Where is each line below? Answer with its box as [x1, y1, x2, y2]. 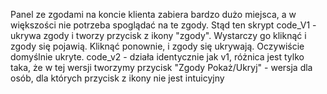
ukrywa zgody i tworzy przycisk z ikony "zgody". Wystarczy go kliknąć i [10, 30, 307, 41]
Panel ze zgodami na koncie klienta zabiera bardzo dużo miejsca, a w [10, 9, 297, 20]
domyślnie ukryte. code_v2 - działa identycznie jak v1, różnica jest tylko [10, 51, 305, 63]
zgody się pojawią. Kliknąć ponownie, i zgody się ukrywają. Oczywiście [10, 40, 305, 52]
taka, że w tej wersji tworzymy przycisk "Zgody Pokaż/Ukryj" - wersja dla [10, 62, 313, 73]
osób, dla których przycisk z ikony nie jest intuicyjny [10, 72, 225, 84]
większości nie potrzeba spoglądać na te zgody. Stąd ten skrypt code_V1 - [10, 19, 317, 31]
